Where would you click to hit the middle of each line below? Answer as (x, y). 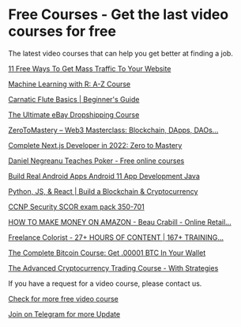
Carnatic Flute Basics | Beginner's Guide (74, 99)
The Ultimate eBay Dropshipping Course (74, 114)
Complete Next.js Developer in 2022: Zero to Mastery (95, 145)
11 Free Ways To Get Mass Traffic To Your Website (90, 68)
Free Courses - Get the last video (119, 15)
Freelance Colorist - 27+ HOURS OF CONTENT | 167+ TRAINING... (116, 237)
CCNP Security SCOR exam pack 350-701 (76, 207)
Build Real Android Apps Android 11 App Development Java (104, 176)
